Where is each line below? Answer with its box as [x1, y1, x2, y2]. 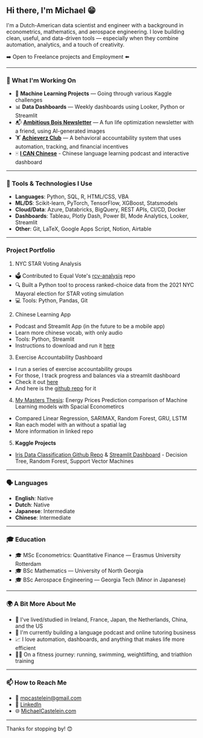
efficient [14, 644, 36, 651]
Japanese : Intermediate [14, 508, 76, 515]
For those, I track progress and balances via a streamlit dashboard [14, 372, 180, 379]
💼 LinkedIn [14, 700, 42, 708]
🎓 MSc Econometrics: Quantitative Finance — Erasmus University [14, 552, 181, 559]
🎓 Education [6, 535, 46, 543]
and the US [14, 622, 43, 629]
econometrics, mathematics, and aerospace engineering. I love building [6, 28, 185, 35]
